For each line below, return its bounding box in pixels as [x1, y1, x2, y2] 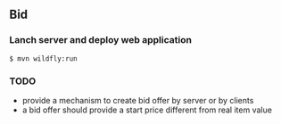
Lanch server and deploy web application [9, 34, 192, 46]
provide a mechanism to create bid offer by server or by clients [21, 95, 254, 105]
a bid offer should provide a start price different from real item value [21, 104, 272, 115]
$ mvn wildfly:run [9, 54, 78, 63]
